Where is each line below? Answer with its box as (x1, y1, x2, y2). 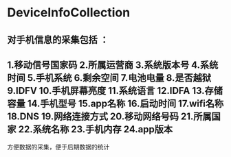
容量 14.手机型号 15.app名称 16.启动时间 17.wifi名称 (7, 97, 224, 109)
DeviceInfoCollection (7, 5, 131, 21)
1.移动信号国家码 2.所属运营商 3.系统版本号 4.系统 (7, 59, 219, 71)
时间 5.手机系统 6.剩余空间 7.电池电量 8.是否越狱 (7, 72, 212, 84)
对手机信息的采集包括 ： (7, 34, 109, 45)
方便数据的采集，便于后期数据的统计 (7, 143, 110, 152)
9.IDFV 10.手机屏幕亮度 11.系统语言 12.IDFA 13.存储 (7, 84, 223, 97)
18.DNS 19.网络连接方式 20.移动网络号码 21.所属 (7, 110, 212, 122)
